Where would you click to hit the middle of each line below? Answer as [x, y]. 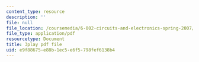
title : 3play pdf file [34, 45]
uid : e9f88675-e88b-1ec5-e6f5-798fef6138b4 [61, 50]
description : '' [26, 17]
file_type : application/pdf [41, 34]
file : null [20, 22]
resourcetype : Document [36, 39]
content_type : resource [36, 12]
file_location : [25, 28]
